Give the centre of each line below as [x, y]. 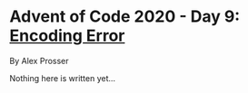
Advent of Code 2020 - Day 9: [125, 17]
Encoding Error [67, 36]
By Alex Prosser [40, 60]
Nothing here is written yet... [63, 78]
